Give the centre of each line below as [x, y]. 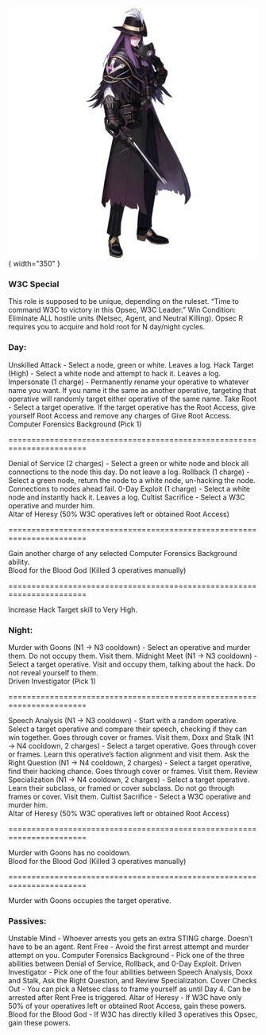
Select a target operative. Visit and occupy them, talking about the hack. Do [132, 664]
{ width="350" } [35, 263]
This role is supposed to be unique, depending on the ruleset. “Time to [124, 302]
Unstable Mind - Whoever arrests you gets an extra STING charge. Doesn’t [131, 939]
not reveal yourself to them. [53, 672]
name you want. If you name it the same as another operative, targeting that [132, 390]
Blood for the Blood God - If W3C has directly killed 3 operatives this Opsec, [133, 1014]
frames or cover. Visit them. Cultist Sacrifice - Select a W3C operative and [130, 796]
